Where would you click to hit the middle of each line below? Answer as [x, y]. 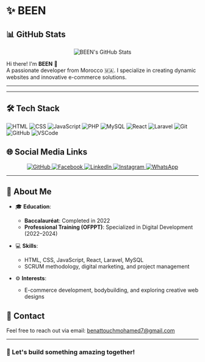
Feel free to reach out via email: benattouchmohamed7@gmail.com [91, 331]
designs [34, 297]
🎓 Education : [33, 207]
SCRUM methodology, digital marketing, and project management [107, 267]
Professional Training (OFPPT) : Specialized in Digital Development [109, 227]
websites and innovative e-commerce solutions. [67, 77]
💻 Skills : [27, 246]
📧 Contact [26, 316]
